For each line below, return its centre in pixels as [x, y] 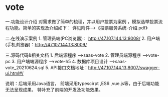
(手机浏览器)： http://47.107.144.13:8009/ [46, 44]
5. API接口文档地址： [67, 67]
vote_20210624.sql [25, 67]
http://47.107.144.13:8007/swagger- [124, 67]
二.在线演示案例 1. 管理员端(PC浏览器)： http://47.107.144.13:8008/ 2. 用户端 [83, 38]
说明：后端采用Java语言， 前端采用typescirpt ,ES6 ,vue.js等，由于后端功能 [82, 83]
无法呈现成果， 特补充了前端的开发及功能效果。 [54, 90]
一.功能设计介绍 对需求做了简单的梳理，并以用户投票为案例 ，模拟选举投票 [82, 21]
